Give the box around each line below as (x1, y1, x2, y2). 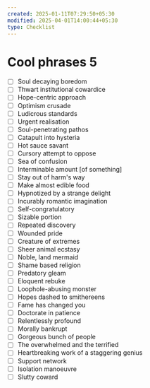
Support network (17, 356, 67, 365)
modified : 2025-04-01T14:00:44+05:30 (7, 17, 118, 24)
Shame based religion (17, 261, 81, 269)
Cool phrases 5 (7, 54, 97, 70)
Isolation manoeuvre (17, 365, 77, 373)
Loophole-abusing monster (17, 284, 97, 293)
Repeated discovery (17, 221, 76, 230)
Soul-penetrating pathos (17, 125, 89, 134)
